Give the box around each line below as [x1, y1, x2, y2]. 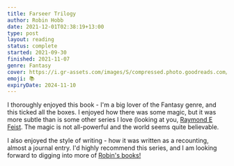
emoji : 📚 [7, 75, 35, 82]
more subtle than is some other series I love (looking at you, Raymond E [7, 116, 213, 124]
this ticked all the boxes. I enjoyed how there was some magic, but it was [7, 108, 217, 116]
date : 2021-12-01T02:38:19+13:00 [7, 23, 104, 30]
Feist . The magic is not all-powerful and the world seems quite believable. [7, 123, 219, 131]
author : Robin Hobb [7, 17, 64, 24]
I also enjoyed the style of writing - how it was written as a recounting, [7, 137, 209, 145]
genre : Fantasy [7, 62, 52, 69]
